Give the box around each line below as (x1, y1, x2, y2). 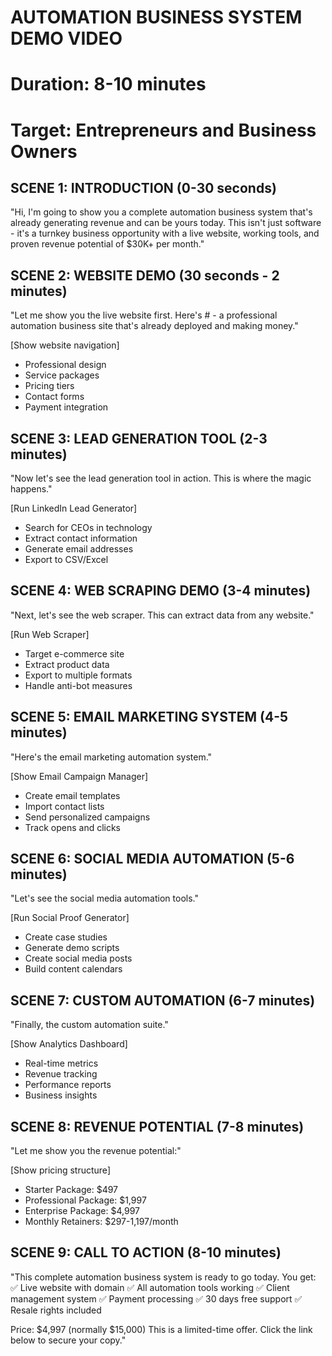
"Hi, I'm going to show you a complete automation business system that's (10, 206, 313, 218)
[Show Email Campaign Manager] (10, 770, 149, 782)
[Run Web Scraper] (10, 628, 90, 640)
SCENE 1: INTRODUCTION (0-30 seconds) (10, 179, 277, 196)
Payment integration (24, 401, 109, 413)
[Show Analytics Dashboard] (10, 1038, 128, 1050)
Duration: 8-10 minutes (10, 73, 207, 96)
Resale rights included (10, 1304, 102, 1316)
